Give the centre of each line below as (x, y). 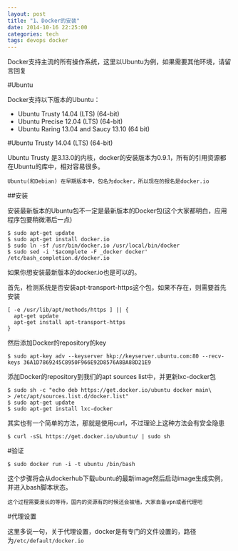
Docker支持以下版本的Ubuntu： (54, 100)
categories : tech (33, 34)
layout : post (27, 14)
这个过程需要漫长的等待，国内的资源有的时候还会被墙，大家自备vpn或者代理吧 (105, 502)
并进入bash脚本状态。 (40, 487)
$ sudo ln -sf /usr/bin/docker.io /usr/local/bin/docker (94, 246)
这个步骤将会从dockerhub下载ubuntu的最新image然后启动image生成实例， (117, 478)
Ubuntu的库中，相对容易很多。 (59, 167)
